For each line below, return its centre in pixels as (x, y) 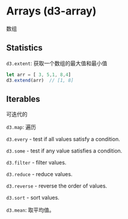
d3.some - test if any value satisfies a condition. (64, 151)
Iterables (23, 99)
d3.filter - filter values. (36, 163)
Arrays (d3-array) (51, 11)
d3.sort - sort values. (33, 198)
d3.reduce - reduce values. (39, 174)
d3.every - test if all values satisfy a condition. (63, 139)
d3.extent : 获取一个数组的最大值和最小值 (57, 63)
